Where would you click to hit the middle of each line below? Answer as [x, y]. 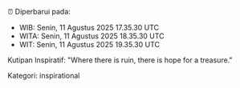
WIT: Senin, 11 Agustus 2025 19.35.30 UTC [89, 44]
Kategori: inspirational [44, 76]
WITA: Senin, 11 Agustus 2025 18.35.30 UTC [92, 36]
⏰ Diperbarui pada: [39, 12]
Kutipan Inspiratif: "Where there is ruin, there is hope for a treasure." [120, 60]
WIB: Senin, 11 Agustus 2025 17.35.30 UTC [89, 28]
